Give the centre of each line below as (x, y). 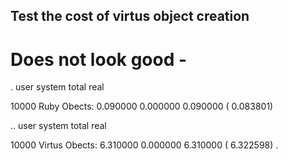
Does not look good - (99, 59)
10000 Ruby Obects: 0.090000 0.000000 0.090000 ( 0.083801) (142, 106)
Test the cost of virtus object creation (130, 16)
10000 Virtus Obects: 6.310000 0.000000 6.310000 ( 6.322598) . (144, 145)
